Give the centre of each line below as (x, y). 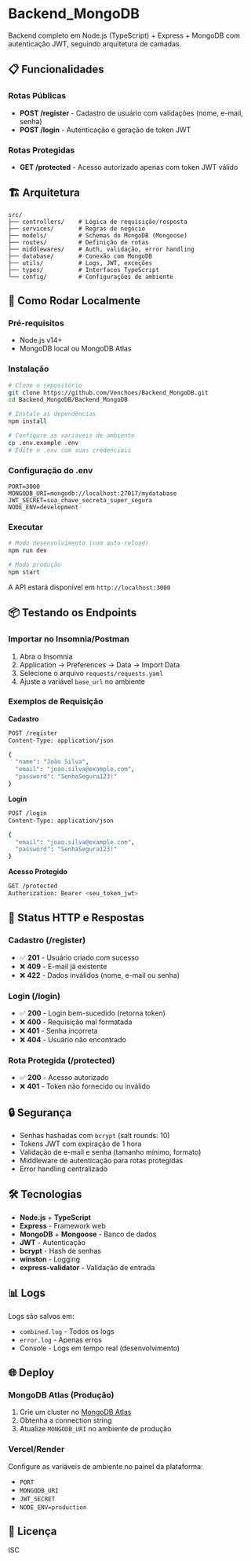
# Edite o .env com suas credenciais (70, 450)
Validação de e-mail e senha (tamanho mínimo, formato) (110, 1152)
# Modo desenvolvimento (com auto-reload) (78, 543)
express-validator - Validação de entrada (87, 1267)
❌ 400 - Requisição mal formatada (76, 1022)
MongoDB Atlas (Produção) (61, 1394)
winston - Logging (50, 1259)
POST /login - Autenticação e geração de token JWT (105, 130)
